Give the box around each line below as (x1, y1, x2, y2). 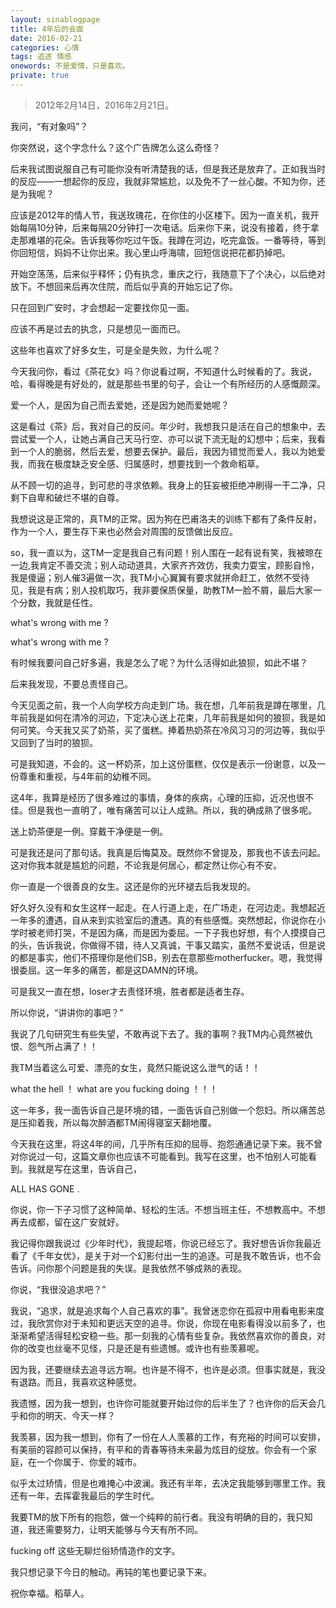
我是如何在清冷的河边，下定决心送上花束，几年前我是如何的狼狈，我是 (27, 711, 317, 723)
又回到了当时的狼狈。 (10, 736, 98, 748)
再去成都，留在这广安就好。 (10, 1216, 125, 1228)
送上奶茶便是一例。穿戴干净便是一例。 (10, 825, 168, 837)
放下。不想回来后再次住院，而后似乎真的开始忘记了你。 (10, 280, 238, 292)
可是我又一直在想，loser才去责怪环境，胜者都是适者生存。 (10, 985, 250, 997)
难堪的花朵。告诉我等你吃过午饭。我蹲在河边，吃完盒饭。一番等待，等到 (27, 234, 326, 246)
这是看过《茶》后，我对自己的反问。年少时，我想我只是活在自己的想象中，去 (10, 420, 326, 432)
